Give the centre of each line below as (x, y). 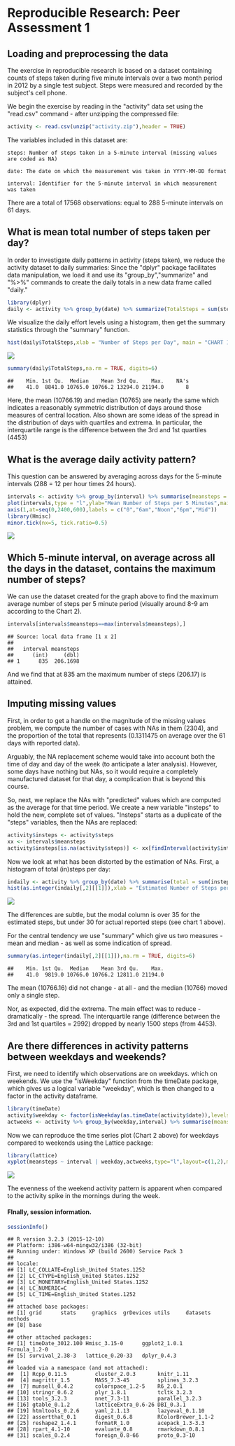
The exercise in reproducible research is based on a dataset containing (109, 70)
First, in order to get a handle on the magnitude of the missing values (107, 720)
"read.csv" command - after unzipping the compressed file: (93, 114)
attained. (20, 682)
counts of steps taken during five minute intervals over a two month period (115, 78)
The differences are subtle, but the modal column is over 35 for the (104, 915)
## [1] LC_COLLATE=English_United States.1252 (76, 1270)
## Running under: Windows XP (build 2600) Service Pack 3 (95, 1252)
